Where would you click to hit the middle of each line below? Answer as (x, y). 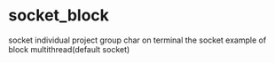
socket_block (59, 16)
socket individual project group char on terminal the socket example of (137, 40)
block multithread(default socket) (69, 49)
